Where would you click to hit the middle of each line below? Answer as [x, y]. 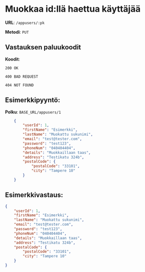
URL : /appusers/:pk [25, 22]
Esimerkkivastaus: [34, 195]
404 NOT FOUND [20, 85]
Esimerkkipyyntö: [33, 100]
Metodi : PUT [17, 32]
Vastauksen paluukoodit [43, 47]
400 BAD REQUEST [22, 77]
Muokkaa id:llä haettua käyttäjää [73, 9]
